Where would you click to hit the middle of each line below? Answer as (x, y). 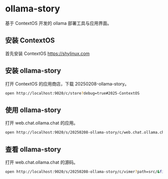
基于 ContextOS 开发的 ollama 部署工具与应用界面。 (58, 23)
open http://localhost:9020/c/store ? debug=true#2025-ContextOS (72, 93)
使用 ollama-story (33, 110)
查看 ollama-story (33, 149)
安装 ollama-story (33, 71)
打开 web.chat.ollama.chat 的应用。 (42, 123)
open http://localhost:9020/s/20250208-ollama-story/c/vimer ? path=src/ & (82, 171)
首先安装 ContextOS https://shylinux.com (47, 53)
